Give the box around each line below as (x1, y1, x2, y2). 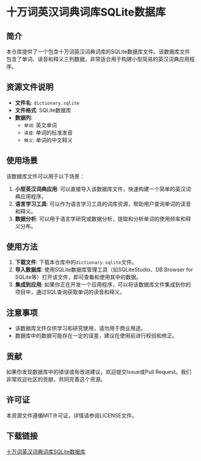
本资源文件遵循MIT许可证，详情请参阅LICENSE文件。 (6, 411, 138, 419)
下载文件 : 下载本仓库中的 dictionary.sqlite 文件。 (14, 259, 138, 266)
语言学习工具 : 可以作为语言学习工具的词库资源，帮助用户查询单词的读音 (14, 200, 191, 207)
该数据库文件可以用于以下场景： (6, 173, 85, 180)
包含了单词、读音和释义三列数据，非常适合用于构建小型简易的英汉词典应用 (6, 56, 190, 63)
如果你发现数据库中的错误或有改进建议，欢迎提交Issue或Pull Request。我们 (6, 368, 191, 376)
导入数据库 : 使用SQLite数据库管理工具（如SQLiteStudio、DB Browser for (14, 266, 193, 273)
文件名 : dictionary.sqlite (14, 99, 80, 106)
